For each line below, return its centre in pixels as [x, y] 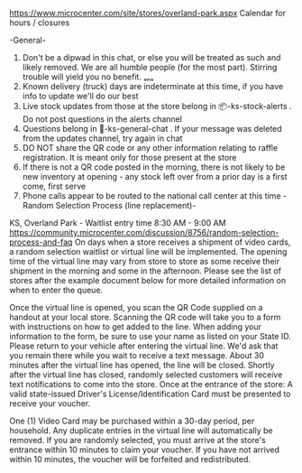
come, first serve [54, 186]
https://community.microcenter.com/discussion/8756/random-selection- [144, 232]
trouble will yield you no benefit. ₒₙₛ [88, 77]
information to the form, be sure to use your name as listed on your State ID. [150, 336]
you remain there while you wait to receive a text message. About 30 [137, 355]
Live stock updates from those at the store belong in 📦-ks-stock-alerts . [157, 106]
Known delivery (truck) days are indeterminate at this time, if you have [153, 86]
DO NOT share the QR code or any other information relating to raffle [150, 148]
